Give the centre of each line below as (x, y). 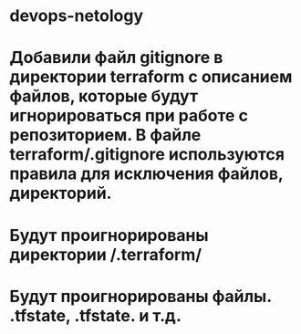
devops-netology (77, 16)
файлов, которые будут (104, 96)
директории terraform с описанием (151, 77)
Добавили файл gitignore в (116, 58)
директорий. (61, 193)
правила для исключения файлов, (146, 174)
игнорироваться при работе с (129, 116)
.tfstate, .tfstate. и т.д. (96, 315)
